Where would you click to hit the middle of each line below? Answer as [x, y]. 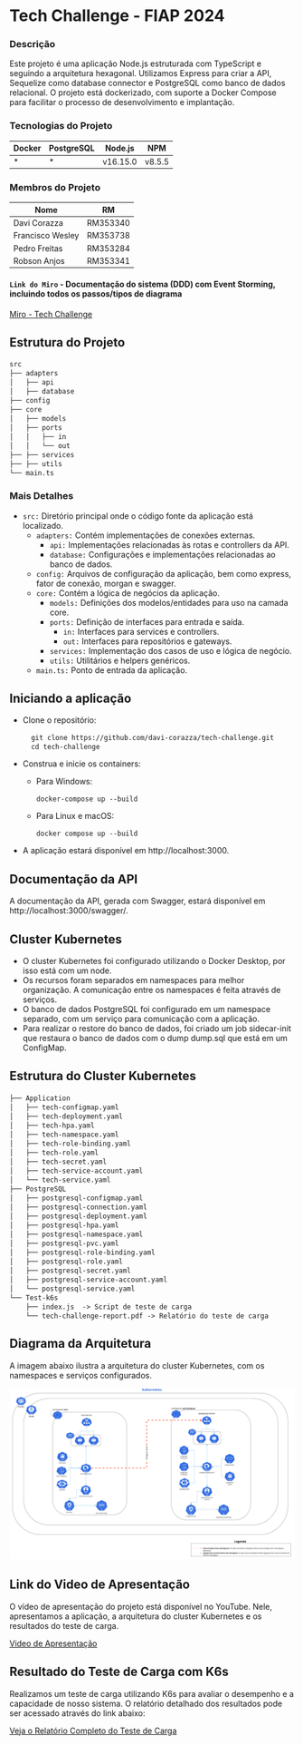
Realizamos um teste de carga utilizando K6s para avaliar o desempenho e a [151, 1693]
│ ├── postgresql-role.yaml [66, 1262]
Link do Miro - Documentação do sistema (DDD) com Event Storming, [142, 284]
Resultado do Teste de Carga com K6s [119, 1672]
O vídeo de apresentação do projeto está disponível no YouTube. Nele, [141, 1606]
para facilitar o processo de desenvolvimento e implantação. [122, 102]
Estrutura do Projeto [67, 342]
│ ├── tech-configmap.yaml [64, 1107]
